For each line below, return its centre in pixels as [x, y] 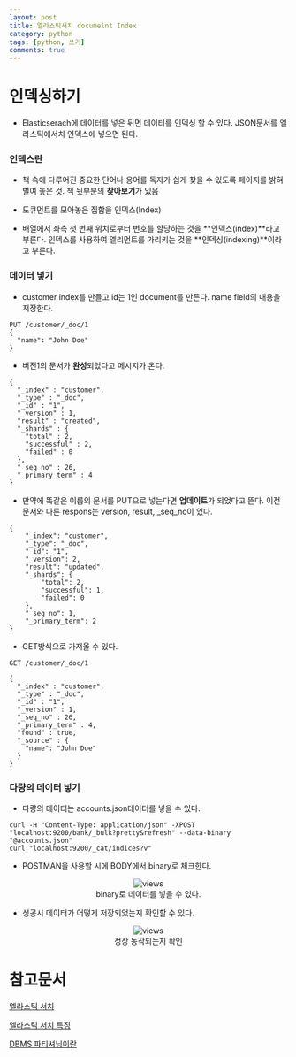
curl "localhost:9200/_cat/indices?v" [80, 848]
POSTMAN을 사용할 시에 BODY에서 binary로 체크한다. [117, 866]
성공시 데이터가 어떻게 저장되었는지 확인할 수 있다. [108, 913]
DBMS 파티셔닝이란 [43, 1044]
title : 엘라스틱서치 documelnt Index [73, 26]
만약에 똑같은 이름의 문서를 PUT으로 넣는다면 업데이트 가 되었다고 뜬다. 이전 [151, 500]
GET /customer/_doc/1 [49, 663]
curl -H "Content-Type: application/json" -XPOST [102, 825]
